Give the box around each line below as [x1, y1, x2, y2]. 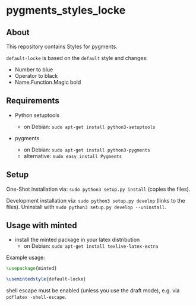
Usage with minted [6, 220, 77, 231]
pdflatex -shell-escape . [6, 294, 67, 301]
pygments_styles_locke [6, 4, 126, 17]
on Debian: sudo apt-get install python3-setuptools [23, 123, 156, 130]
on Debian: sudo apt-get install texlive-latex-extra [23, 242, 159, 250]
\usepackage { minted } [6, 266, 58, 272]
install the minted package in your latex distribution [14, 236, 140, 244]
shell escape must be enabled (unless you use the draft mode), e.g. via [6, 287, 180, 294]
